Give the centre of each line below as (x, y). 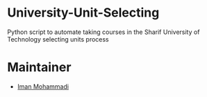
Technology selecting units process (58, 39)
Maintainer (39, 68)
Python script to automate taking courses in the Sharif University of (104, 32)
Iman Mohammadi (43, 86)
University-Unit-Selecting (83, 13)
